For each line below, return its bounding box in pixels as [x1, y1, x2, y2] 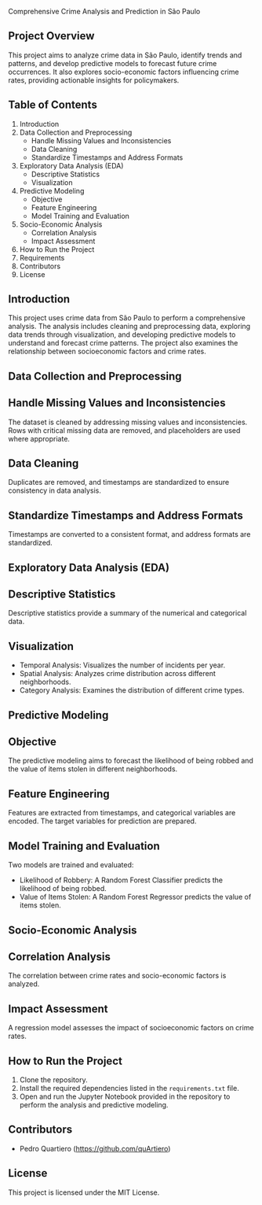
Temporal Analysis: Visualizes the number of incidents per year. [19, 660, 226, 670]
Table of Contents [8, 98, 98, 112]
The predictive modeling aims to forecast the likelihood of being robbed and [8, 756, 253, 766]
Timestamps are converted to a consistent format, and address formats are [8, 530, 251, 539]
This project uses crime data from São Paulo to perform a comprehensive [8, 313, 246, 323]
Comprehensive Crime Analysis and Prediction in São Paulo [8, 7, 201, 16]
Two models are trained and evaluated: [8, 860, 134, 870]
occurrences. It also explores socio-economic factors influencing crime [8, 67, 239, 76]
